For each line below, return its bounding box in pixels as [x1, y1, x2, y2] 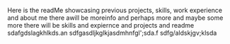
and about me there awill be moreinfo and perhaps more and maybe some [7, 13, 224, 22]
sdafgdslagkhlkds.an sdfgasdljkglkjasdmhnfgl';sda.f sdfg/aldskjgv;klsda [7, 28, 217, 37]
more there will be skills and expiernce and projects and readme [7, 21, 195, 29]
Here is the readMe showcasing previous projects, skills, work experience [7, 6, 223, 14]
